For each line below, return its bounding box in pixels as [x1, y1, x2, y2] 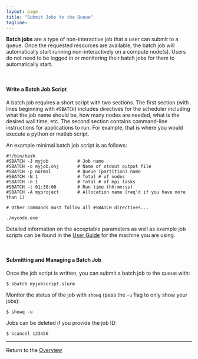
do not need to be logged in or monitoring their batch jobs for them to [6, 54, 175, 62]
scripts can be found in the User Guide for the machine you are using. [6, 231, 176, 239]
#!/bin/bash [6, 153, 35, 159]
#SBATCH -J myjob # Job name [6, 158, 104, 164]
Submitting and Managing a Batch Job [6, 256, 102, 264]
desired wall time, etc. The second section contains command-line [6, 117, 168, 124]
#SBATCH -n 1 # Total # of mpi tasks [6, 179, 136, 185]
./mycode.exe [6, 215, 38, 221]
